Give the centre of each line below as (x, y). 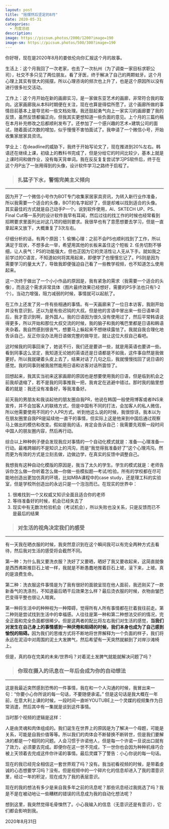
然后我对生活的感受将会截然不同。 (49, 551)
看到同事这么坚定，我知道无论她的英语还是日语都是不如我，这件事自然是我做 (84, 353)
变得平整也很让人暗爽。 (34, 598)
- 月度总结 (20, 29)
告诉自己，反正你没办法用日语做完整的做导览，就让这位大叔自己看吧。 (78, 336)
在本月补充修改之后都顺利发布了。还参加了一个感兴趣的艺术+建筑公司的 (79, 123)
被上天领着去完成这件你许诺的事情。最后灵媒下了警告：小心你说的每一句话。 (84, 753)
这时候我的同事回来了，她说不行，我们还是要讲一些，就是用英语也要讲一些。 (84, 346)
